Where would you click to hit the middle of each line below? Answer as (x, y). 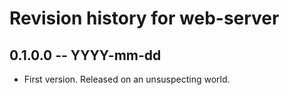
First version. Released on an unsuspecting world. (127, 79)
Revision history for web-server (144, 18)
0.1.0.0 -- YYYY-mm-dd (85, 55)
